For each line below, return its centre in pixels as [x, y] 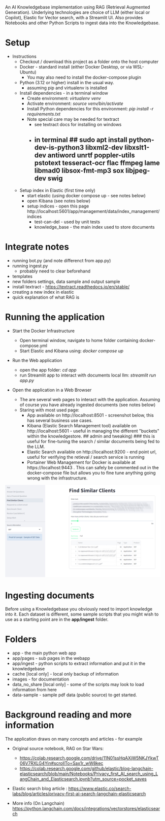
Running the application [55, 317]
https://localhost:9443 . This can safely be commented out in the [93, 467]
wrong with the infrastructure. [57, 478]
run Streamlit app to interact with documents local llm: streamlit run [88, 375]
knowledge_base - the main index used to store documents [95, 227]
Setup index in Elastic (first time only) [57, 190]
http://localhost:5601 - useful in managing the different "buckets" [93, 431]
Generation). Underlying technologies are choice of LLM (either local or [78, 12]
